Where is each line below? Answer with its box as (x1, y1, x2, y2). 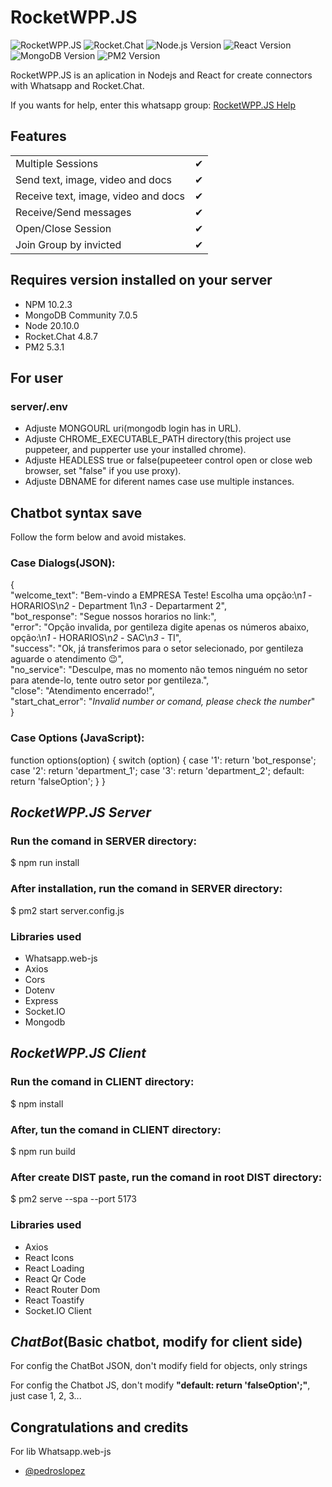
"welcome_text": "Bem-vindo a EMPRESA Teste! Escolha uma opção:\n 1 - (10, 589, 313, 601)
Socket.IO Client (24, 1304, 92, 1316)
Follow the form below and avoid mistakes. (10, 531, 187, 543)
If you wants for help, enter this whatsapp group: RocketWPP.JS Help (10, 99, 297, 111)
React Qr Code (24, 1272, 87, 1285)
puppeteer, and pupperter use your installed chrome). (24, 444, 247, 456)
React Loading (24, 1262, 85, 1274)
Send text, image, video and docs (15, 172, 173, 186)
